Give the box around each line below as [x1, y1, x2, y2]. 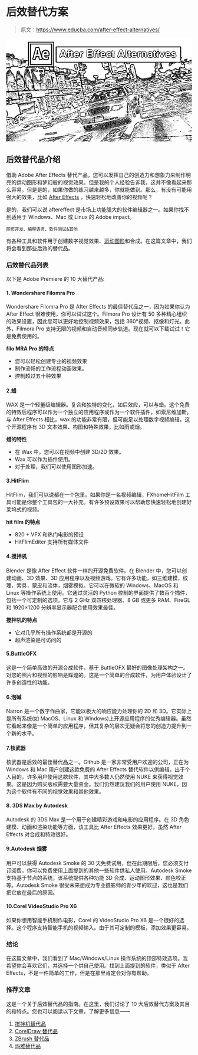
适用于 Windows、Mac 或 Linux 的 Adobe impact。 [11, 213, 135, 220]
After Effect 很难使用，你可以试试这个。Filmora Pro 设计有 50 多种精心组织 [6, 310, 187, 317]
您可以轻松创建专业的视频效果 [14, 358, 87, 365]
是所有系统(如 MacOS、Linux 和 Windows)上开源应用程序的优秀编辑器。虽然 [6, 715, 192, 722]
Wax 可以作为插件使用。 [14, 456, 74, 463]
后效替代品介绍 [6, 155, 61, 165]
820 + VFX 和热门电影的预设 [14, 530, 84, 538]
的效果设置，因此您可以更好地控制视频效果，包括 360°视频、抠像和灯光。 [6, 318, 185, 325]
